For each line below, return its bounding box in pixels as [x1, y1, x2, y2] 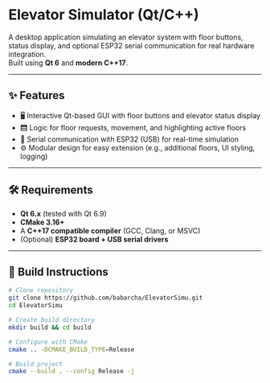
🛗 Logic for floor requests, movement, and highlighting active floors [19, 122, 247, 132]
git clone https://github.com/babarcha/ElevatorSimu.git [8, 294, 203, 303]
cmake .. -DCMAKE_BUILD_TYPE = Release [8, 345, 135, 353]
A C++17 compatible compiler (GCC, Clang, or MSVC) [19, 225, 201, 235]
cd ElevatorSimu [8, 302, 63, 310]
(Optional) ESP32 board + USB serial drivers [19, 234, 169, 244]
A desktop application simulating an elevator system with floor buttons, [8, 32, 243, 42]
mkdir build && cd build [8, 323, 92, 332]
